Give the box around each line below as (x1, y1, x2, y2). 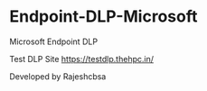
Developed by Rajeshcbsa (9, 70, 107, 82)
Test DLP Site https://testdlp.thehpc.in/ (9, 53, 154, 64)
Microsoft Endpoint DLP (9, 36, 98, 47)
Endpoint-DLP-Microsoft (9, 6, 198, 27)
